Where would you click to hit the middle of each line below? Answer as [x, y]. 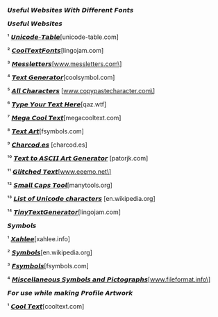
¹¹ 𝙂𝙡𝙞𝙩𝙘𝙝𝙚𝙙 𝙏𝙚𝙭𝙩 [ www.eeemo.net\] [59, 172]
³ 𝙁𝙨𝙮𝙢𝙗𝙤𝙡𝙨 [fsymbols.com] [48, 266]
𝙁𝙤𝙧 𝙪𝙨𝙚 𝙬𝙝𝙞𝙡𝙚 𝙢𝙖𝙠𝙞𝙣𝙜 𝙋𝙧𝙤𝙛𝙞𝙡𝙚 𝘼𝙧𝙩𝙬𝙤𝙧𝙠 [70, 293]
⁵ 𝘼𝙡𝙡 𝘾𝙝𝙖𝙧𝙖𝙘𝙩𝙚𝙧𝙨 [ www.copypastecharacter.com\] [81, 91]
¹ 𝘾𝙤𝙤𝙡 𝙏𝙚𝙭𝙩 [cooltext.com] [46, 306]
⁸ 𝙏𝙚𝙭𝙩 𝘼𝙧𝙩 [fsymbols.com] [46, 131]
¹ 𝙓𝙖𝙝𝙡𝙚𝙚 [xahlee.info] [39, 239]
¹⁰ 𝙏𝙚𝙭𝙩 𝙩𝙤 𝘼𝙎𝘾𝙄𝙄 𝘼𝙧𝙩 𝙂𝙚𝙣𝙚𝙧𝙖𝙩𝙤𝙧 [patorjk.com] [78, 158]
